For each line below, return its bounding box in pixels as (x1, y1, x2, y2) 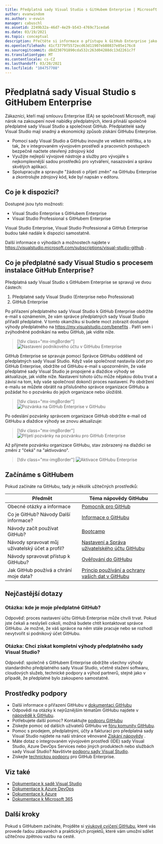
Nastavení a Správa (81, 539, 126, 546)
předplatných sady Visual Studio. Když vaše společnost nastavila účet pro (5, 358, 153, 364)
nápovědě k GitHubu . (12, 712, 55, 718)
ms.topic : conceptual (5, 34, 49, 39)
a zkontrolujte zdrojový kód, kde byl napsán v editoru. (12, 174, 120, 180)
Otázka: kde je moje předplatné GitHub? (5, 604, 101, 611)
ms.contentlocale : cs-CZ (5, 57, 55, 62)
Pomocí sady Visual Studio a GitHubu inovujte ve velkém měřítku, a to (12, 138, 151, 144)
